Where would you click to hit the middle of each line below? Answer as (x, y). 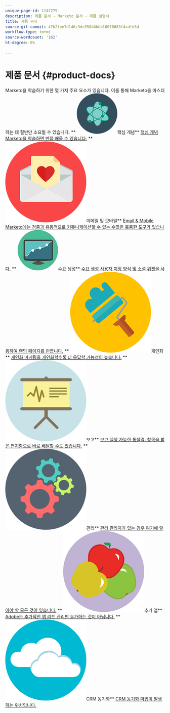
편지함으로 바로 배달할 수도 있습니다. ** (49, 446)
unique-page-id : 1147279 (31, 11)
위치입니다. (26, 705)
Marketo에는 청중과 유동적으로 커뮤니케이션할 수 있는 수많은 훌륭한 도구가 (78, 227)
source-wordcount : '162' (31, 37)
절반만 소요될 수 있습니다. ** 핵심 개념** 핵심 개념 (89, 132)
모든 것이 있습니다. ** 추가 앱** (91, 610)
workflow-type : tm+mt (28, 32)
